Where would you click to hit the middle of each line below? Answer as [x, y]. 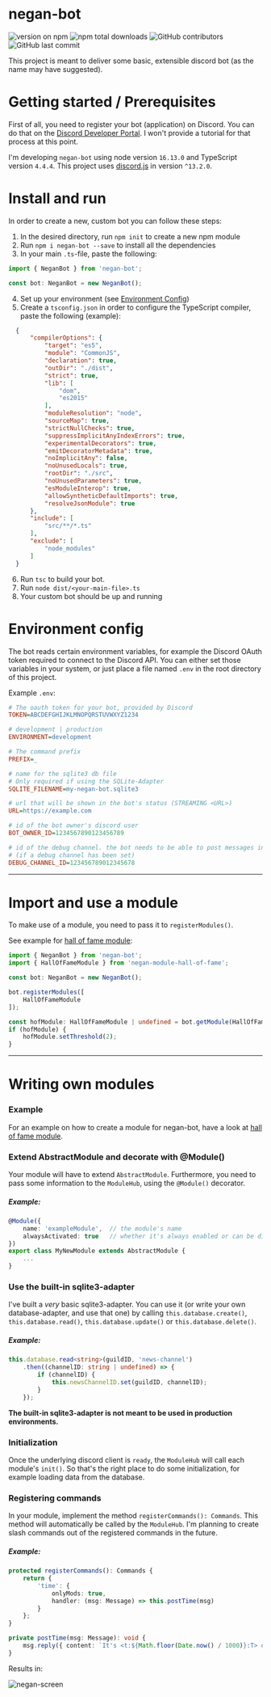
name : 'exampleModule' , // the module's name [102, 1228]
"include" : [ [52, 518]
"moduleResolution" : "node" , [93, 413]
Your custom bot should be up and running [91, 596]
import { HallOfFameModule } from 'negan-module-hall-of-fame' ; [119, 963]
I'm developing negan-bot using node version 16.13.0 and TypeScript [123, 157]
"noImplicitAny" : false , [86, 458]
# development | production [56, 730]
